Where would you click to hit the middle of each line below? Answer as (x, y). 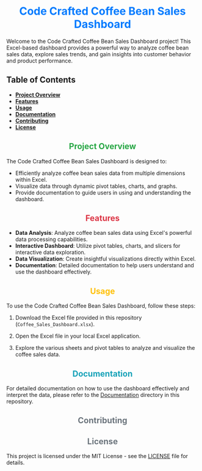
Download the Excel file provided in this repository (78, 318)
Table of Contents (41, 80)
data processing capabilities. (51, 239)
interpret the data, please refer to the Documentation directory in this (93, 395)
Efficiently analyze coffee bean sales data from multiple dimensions (100, 173)
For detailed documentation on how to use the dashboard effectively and (98, 388)
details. (16, 462)
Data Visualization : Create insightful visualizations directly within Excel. (106, 259)
